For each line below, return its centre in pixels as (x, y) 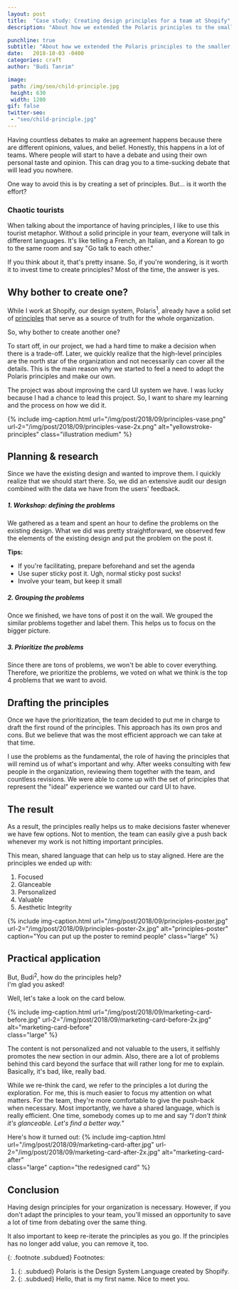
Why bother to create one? (68, 292)
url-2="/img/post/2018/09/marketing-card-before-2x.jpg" (127, 1020)
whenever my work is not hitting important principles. (85, 841)
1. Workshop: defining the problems (61, 505)
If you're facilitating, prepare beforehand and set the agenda (106, 566)
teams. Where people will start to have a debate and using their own (107, 155)
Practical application (54, 958)
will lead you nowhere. (40, 170)
